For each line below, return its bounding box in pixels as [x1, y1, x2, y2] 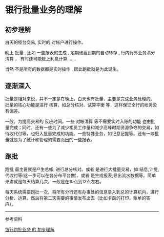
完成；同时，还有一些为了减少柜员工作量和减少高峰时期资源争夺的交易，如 [9, 124, 159, 130]
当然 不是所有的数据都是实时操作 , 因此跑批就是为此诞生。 [5, 66, 121, 72]
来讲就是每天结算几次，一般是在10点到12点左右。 [5, 178, 104, 184]
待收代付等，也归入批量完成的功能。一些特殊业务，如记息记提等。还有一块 [5, 130, 155, 136]
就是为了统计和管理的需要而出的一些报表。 [9, 136, 95, 142]
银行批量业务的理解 [5, 4, 82, 16]
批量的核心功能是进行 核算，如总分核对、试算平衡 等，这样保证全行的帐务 [5, 102, 153, 108]
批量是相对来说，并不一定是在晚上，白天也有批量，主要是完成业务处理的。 [5, 96, 155, 102]
